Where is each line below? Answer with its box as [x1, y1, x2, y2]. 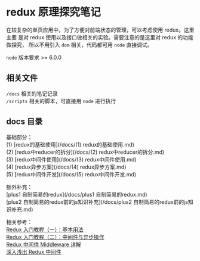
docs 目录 [6, 117, 43, 127]
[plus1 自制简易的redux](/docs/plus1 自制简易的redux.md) [6, 191, 147, 198]
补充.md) [11, 206, 33, 213]
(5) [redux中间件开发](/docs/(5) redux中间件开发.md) [6, 170, 137, 178]
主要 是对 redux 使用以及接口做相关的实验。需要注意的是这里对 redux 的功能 [6, 33, 194, 41]
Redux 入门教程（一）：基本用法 [6, 226, 84, 233]
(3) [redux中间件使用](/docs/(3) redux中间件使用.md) [6, 156, 137, 163]
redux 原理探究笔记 [6, 5, 101, 19]
